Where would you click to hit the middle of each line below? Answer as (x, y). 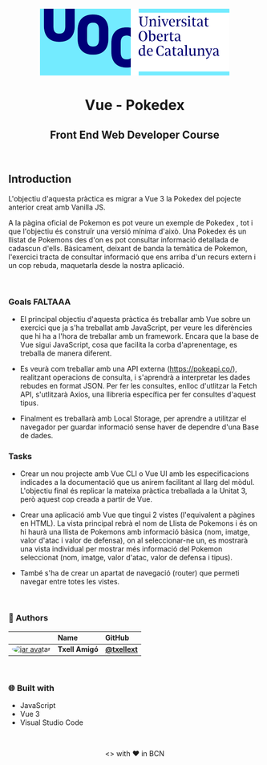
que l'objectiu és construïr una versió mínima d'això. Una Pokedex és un (127, 231)
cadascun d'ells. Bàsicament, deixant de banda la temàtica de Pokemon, (128, 248)
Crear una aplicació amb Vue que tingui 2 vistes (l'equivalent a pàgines (137, 515)
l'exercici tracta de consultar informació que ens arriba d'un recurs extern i (132, 257)
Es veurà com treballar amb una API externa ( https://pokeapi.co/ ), (129, 369)
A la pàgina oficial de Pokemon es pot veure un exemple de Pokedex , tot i (131, 222)
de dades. (36, 436)
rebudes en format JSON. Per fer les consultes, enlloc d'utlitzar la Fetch (139, 386)
